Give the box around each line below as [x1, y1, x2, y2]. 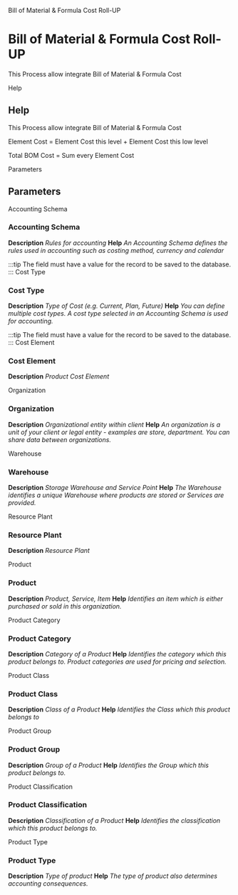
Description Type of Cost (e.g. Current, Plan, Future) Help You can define [8, 301, 225, 310]
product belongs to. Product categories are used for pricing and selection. [8, 657, 227, 666]
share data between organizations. [8, 435, 111, 444]
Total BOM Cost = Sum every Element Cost [8, 151, 135, 159]
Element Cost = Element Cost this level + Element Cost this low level [8, 137, 209, 146]
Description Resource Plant [8, 546, 90, 555]
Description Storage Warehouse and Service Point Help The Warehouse [8, 484, 222, 492]
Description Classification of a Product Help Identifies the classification [8, 816, 221, 824]
